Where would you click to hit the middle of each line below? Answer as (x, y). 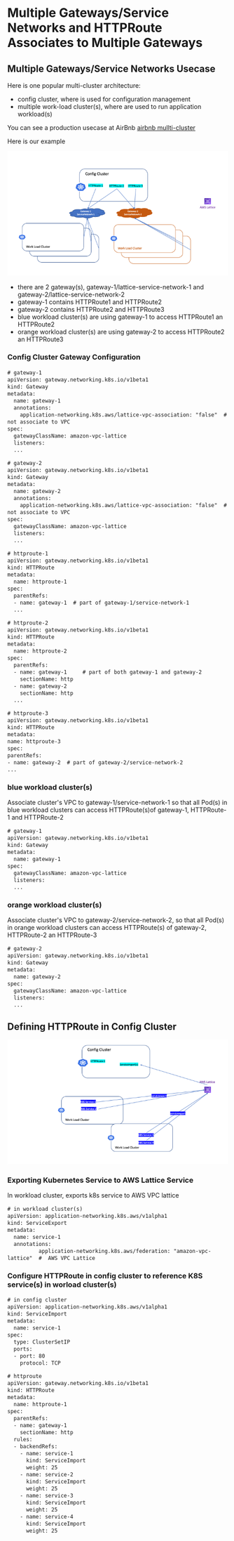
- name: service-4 (47, 1517)
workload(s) (35, 114)
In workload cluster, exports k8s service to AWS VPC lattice (93, 1195)
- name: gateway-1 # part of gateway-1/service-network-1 (102, 603)
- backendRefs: (36, 1447)
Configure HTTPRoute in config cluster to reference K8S (105, 1276)
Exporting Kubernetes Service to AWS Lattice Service (101, 1180)
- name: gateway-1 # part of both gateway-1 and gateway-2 (108, 672)
